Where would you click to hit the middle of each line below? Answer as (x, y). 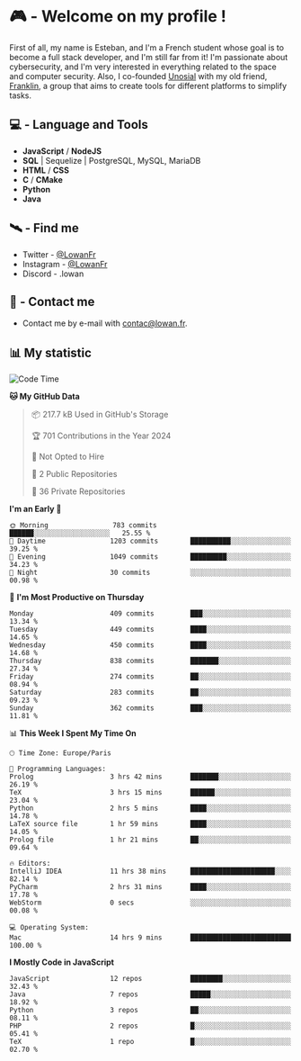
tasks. (21, 95)
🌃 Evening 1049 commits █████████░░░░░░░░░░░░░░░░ (150, 557)
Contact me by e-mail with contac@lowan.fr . (105, 323)
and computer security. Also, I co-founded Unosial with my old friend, (138, 76)
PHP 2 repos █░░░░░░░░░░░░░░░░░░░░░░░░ (150, 1026)
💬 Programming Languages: (58, 769)
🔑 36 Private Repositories (78, 491)
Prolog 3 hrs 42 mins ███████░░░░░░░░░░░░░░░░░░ (150, 777)
